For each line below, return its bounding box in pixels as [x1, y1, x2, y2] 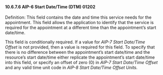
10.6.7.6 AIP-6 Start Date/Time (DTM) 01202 [5, 4, 96, 10]
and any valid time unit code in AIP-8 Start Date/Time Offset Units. [5, 65, 138, 71]
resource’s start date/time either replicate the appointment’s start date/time [5, 54, 155, 60]
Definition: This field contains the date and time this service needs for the [5, 14, 152, 20]
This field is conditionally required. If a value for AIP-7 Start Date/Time [5, 39, 146, 45]
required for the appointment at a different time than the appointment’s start [5, 25, 157, 31]
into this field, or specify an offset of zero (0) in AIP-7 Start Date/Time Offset [5, 60, 158, 65]
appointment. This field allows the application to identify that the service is [5, 20, 154, 25]
